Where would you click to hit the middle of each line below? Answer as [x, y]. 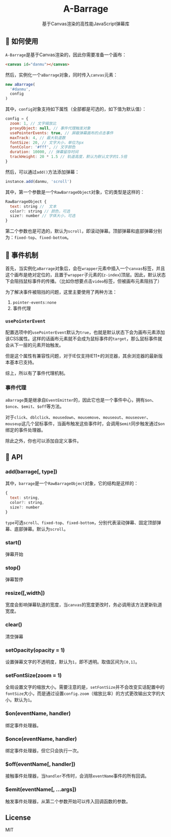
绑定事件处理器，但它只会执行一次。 [43, 750]
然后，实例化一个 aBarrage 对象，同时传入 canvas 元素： [62, 75]
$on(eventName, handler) [38, 713]
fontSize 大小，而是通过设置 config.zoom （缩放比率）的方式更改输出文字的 [83, 693]
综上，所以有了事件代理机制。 [36, 373]
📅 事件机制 [22, 255]
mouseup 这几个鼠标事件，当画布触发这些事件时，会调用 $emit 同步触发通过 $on [85, 423]
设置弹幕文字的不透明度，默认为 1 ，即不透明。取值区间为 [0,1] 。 [72, 662]
